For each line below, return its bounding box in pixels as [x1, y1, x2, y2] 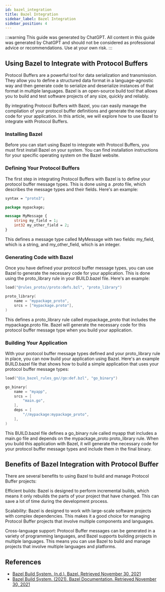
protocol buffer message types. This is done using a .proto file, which [5, 181, 146, 187]
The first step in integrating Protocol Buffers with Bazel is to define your [5, 176, 150, 182]
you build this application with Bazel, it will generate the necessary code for [5, 440, 159, 446]
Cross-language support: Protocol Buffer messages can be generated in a [5, 528, 156, 534]
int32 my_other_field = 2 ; [14, 223, 69, 228]
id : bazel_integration [5, 7, 52, 12]
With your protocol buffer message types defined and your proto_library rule [5, 350, 161, 356]
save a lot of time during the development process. [5, 498, 108, 504]
